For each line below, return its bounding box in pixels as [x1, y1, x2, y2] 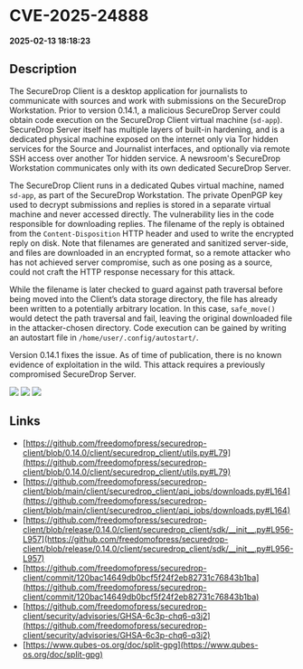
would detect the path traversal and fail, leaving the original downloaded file [9, 313, 292, 324]
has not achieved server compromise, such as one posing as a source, [9, 257, 273, 268]
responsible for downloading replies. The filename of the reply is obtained [9, 218, 285, 229]
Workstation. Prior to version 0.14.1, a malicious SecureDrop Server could [9, 105, 280, 116]
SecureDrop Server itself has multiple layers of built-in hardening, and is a [9, 124, 285, 135]
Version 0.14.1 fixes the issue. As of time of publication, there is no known [9, 349, 282, 360]
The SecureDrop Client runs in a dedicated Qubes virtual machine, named [9, 180, 285, 191]
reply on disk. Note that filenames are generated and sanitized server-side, [9, 237, 289, 249]
